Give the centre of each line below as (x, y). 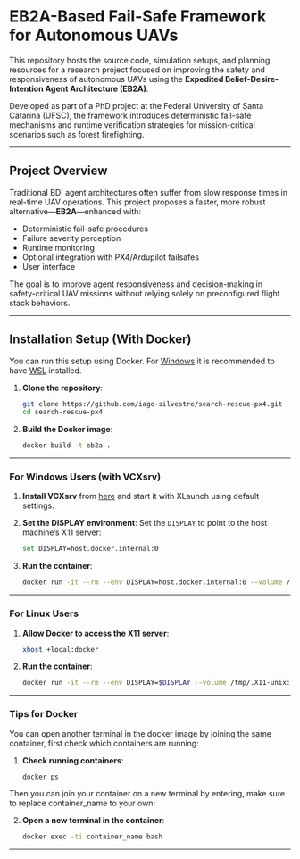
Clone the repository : (62, 388)
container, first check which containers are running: (104, 743)
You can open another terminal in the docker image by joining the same (141, 733)
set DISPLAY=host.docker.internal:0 (90, 549)
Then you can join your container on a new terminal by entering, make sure (147, 794)
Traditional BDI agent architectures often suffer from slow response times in (149, 192)
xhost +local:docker (60, 649)
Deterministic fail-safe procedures (85, 229)
